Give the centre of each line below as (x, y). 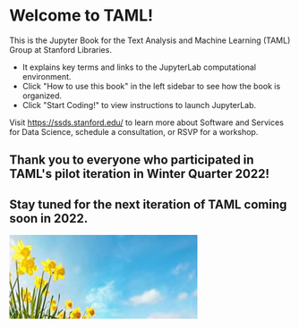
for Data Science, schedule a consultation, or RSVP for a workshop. (134, 131)
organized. (42, 96)
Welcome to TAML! (81, 16)
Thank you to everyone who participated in (132, 160)
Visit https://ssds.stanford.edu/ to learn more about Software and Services (147, 122)
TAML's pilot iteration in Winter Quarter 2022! (140, 174)
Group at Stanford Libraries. (60, 49)
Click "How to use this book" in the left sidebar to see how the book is (151, 86)
